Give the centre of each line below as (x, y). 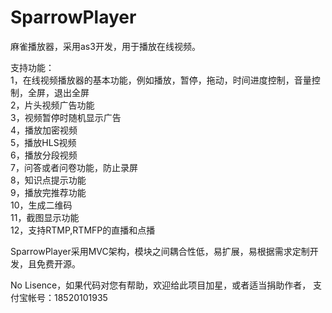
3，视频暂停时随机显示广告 (66, 117)
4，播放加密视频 (44, 130)
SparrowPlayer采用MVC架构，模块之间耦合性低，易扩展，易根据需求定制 (160, 251)
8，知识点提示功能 (48, 180)
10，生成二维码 (41, 205)
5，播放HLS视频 (43, 142)
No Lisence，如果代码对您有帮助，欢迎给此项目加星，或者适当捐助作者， (161, 285)
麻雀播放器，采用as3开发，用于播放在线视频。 (105, 46)
